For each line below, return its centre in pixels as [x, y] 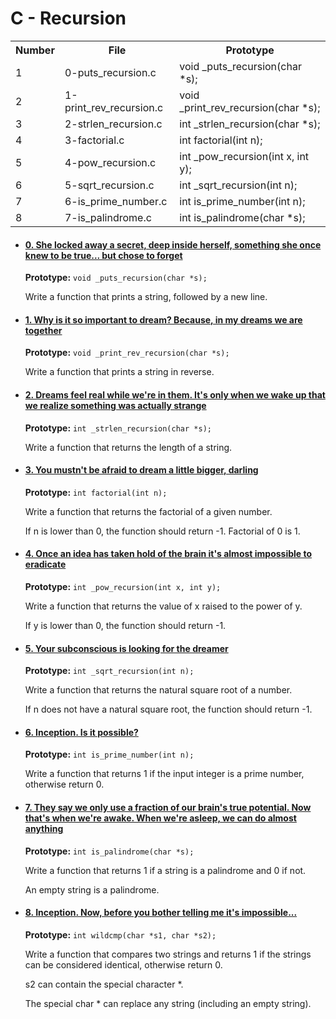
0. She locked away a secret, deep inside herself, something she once [173, 244]
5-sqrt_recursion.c [109, 185]
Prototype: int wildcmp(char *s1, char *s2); [120, 934]
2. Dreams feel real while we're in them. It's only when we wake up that [175, 394]
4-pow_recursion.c [110, 162]
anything [44, 828]
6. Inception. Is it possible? [81, 732]
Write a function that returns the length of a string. [128, 447]
